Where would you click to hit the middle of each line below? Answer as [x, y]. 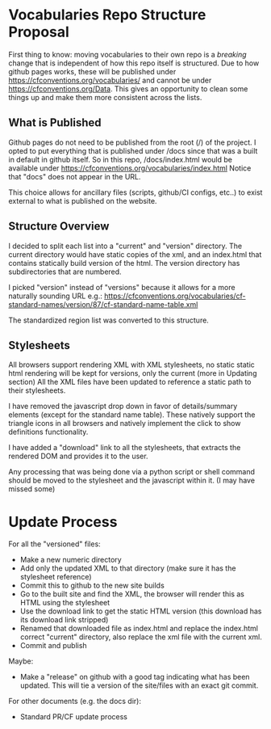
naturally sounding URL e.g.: [55, 296]
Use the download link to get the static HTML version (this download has [141, 611]
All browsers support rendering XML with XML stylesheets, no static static [132, 364]
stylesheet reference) [56, 577]
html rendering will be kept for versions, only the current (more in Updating [133, 373]
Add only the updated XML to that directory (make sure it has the [128, 568]
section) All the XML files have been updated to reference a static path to [130, 382]
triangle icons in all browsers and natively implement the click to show [125, 423]
